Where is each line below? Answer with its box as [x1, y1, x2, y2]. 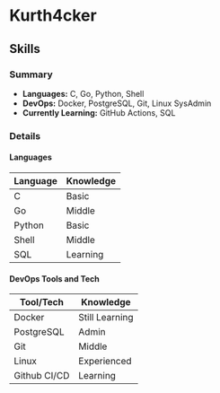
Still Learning [78, 311, 134, 324]
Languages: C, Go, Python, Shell [22, 88, 145, 99]
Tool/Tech [19, 296, 65, 309]
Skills [9, 41, 40, 57]
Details [9, 129, 41, 142]
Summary [9, 68, 54, 81]
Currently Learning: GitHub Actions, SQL [22, 107, 176, 118]
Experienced [78, 355, 132, 368]
